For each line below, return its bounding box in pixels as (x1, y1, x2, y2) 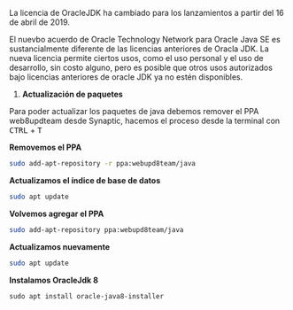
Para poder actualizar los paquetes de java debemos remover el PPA (9, 106, 259, 116)
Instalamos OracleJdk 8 (9, 275, 99, 285)
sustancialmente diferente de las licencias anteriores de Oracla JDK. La (9, 43, 270, 54)
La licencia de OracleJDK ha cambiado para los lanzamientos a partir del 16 (9, 8, 285, 18)
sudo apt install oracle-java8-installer (9, 291, 165, 300)
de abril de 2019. (9, 17, 71, 27)
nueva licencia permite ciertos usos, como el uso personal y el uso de (9, 53, 264, 63)
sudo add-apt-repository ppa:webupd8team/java (9, 225, 184, 234)
